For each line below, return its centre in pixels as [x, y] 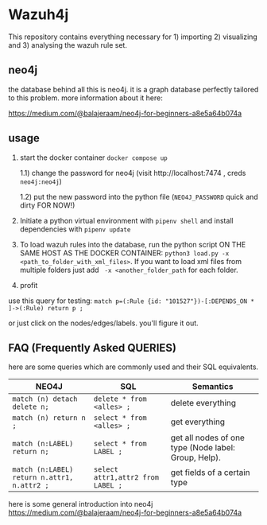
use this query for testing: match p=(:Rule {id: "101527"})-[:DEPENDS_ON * [131, 301]
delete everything [203, 403]
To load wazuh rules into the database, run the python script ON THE [133, 244]
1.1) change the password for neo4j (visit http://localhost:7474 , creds [133, 173]
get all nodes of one [207, 437]
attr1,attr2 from [126, 478]
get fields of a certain [210, 472]
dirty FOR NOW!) [47, 205]
